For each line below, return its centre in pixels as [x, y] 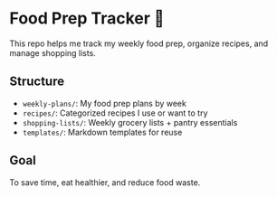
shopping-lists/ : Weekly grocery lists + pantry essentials [130, 122]
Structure [37, 82]
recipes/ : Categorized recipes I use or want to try [115, 113]
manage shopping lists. [53, 52]
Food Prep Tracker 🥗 [87, 19]
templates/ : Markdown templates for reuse [102, 132]
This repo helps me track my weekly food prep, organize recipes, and [139, 43]
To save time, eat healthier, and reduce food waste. [105, 182]
